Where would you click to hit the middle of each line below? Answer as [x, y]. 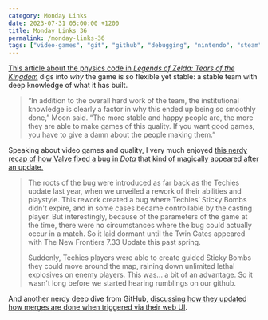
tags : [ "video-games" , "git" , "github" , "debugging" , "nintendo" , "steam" [135, 46]
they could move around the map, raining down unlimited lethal [131, 266]
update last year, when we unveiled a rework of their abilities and [134, 191]
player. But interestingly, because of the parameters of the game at [138, 217]
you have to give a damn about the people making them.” [122, 135]
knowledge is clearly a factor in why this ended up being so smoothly [142, 110]
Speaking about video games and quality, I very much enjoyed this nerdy [128, 150]
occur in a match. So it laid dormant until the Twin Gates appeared [136, 234]
